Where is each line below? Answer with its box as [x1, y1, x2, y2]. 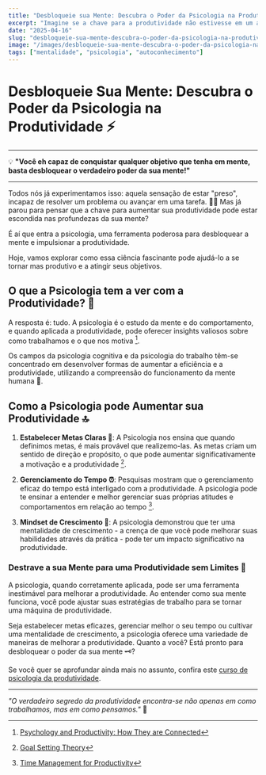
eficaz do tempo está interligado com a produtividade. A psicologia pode [19, 483, 257, 493]
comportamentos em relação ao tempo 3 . [19, 500, 154, 511]
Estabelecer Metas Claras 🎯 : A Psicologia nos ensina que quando [19, 433, 235, 442]
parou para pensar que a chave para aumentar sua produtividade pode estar [8, 205, 258, 215]
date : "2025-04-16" [8, 26, 73, 34]
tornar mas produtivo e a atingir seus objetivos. [8, 261, 162, 270]
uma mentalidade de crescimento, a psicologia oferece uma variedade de [8, 629, 249, 639]
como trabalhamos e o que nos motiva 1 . [8, 334, 140, 346]
